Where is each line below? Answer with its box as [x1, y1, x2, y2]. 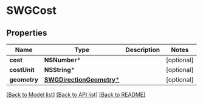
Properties [6, 28, 47, 38]
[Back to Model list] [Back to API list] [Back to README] [6, 91, 146, 98]
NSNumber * [44, 56, 81, 64]
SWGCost [6, 4, 57, 18]
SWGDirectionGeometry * [44, 76, 120, 83]
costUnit [9, 66, 35, 74]
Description [125, 46, 160, 54]
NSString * [44, 66, 75, 74]
